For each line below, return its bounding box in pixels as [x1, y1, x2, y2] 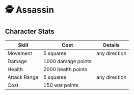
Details [103, 42, 120, 48]
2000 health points [43, 66, 87, 72]
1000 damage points [43, 58, 92, 65]
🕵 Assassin [5, 4, 54, 16]
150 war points [43, 82, 79, 89]
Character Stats [5, 27, 55, 35]
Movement [7, 50, 32, 57]
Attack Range [7, 74, 39, 80]
